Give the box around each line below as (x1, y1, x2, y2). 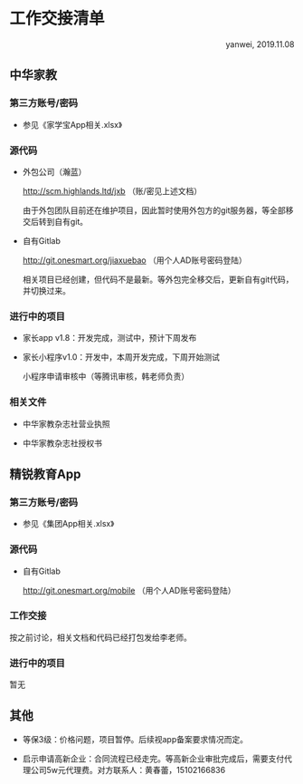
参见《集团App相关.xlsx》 (22, 518, 115, 529)
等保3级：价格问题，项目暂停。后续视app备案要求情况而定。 (22, 733, 249, 744)
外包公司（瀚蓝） (22, 166, 87, 177)
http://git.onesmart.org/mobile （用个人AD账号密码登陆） (22, 585, 236, 595)
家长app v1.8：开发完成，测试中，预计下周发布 (22, 333, 197, 344)
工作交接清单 (9, 8, 106, 29)
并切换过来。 (22, 285, 71, 295)
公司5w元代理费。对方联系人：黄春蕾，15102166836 (30, 764, 226, 775)
